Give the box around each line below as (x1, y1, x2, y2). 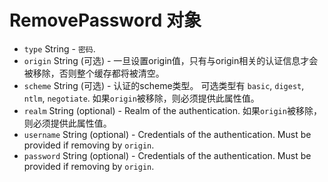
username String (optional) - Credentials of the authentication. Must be (23, 128, 312, 140)
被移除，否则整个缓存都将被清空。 (23, 67, 165, 79)
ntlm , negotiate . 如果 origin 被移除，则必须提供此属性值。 (23, 92, 260, 104)
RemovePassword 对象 (9, 9, 202, 32)
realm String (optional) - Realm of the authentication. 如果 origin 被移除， (23, 104, 322, 116)
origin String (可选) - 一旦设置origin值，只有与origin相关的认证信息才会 (23, 54, 319, 66)
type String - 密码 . (23, 42, 96, 55)
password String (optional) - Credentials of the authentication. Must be (23, 149, 312, 161)
